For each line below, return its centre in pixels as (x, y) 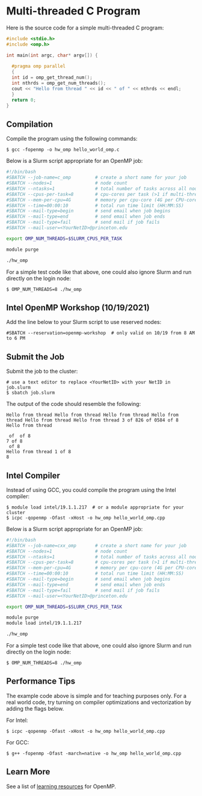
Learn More (28, 772)
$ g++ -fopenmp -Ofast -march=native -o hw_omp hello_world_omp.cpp (94, 753)
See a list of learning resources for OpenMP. (61, 786)
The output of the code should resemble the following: (74, 404)
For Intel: (17, 720)
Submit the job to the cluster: (42, 372)
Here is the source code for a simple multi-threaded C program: (85, 28)
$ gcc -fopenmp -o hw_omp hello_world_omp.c (63, 150)
